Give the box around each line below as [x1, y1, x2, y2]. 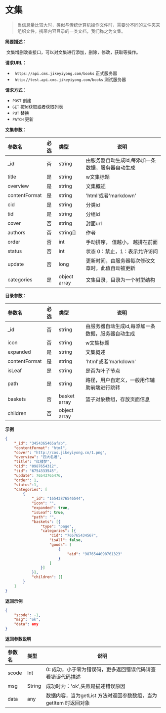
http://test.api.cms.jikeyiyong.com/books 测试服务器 [14, 76, 126, 82]
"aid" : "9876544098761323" [67, 551, 123, 556]
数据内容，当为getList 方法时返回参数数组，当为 [46, 692, 157, 699]
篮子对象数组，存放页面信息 [85, 395, 150, 402]
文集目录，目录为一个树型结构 [85, 276, 156, 283]
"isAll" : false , [49, 538, 83, 543]
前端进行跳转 [90, 384, 121, 391]
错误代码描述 [51, 673, 81, 680]
